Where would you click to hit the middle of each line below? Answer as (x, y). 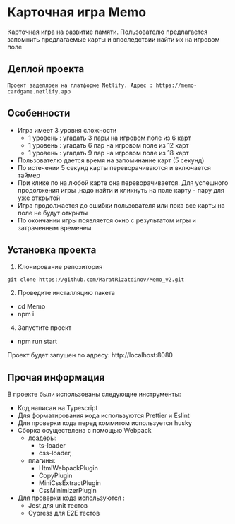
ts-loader (52, 446)
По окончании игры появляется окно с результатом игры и (107, 220)
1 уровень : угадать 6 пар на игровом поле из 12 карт (108, 145)
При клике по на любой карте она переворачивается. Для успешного (123, 183)
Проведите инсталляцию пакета (66, 293)
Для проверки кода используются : (71, 498)
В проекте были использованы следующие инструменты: (94, 394)
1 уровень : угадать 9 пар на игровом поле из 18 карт (108, 153)
